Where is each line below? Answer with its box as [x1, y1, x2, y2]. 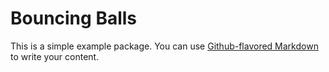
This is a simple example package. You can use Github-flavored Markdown [10, 40, 319, 52]
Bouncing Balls [10, 7, 138, 30]
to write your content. [10, 50, 100, 62]
